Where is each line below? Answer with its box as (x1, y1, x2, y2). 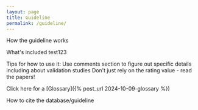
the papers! (6, 74, 35, 81)
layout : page (6, 9, 40, 15)
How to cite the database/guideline (6, 97, 94, 104)
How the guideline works (6, 37, 69, 44)
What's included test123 (6, 49, 67, 56)
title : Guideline (6, 15, 51, 21)
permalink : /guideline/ (6, 20, 67, 26)
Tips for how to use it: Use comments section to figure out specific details (6, 60, 192, 67)
